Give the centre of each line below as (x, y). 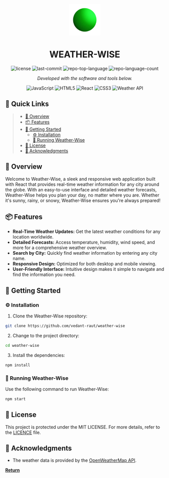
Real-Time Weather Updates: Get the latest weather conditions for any (86, 231)
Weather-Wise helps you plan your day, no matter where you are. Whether (82, 195)
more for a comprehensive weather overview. (60, 248)
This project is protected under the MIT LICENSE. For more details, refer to (83, 427)
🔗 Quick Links (27, 104)
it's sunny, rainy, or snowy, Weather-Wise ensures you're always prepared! (83, 200)
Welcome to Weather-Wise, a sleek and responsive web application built (80, 179)
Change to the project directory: (46, 335)
